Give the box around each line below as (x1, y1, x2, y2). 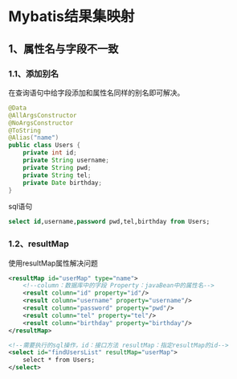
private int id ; (22, 149, 78, 157)
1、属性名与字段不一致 (8, 42, 119, 56)
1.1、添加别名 (8, 68, 59, 79)
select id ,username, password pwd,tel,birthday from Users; (8, 218, 210, 226)
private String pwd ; (22, 163, 92, 171)
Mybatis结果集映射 (8, 7, 135, 26)
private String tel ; (22, 171, 92, 179)
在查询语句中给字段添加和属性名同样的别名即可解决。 (8, 88, 185, 97)
